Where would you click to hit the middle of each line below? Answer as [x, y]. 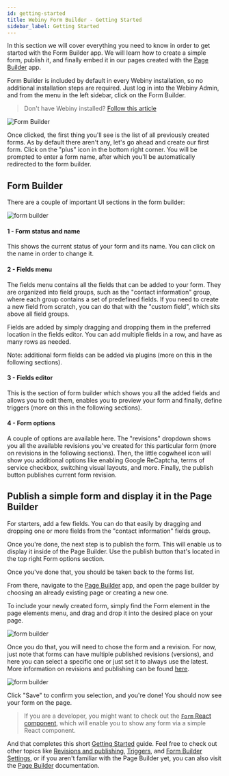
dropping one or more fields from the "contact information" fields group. [109, 531]
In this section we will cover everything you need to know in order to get [109, 46]
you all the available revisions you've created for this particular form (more [112, 446]
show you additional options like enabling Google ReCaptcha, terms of [106, 460]
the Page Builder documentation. [53, 765]
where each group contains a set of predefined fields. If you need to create [113, 299]
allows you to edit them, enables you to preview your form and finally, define [114, 400]
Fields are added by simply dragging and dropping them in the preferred [109, 327]
